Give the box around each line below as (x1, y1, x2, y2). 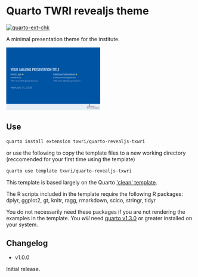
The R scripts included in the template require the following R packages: (6, 190, 183, 198)
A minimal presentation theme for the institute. (6, 35, 120, 42)
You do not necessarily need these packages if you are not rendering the (6, 208, 185, 216)
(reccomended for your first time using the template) (6, 155, 135, 162)
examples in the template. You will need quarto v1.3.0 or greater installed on (6, 214, 193, 221)
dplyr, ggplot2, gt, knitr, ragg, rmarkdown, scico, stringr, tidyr (6, 196, 156, 204)
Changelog (6, 238, 48, 248)
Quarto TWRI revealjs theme (6, 4, 149, 18)
